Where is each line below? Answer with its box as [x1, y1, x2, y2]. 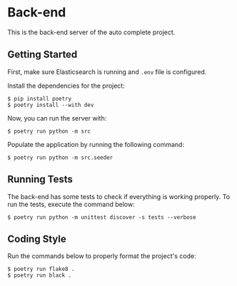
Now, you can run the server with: [7, 113, 107, 122]
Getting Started [7, 48, 78, 61]
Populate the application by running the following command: [7, 140, 184, 148]
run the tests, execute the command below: [7, 200, 135, 208]
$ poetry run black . [7, 272, 72, 279]
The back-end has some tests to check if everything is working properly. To [7, 192, 231, 200]
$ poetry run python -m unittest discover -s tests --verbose [7, 213, 196, 221]
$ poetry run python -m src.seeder [7, 154, 114, 161]
